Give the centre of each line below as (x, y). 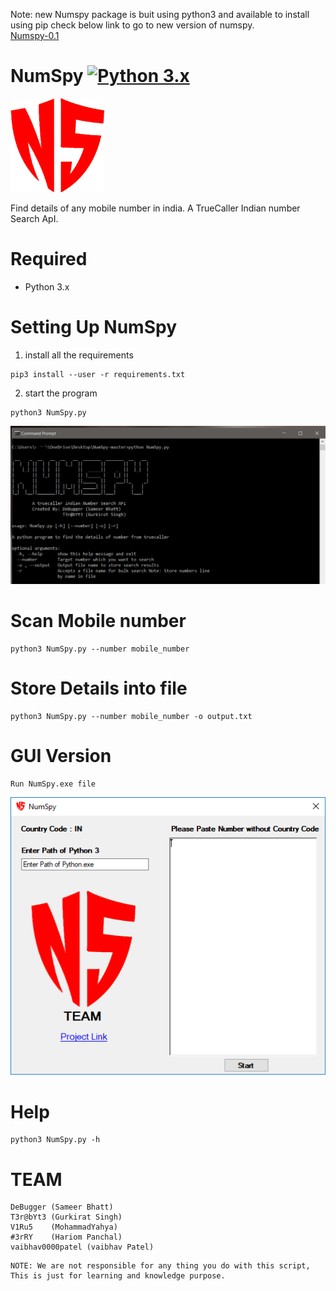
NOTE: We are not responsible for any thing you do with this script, (160, 1266)
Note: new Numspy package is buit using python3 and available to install (160, 14)
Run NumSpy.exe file (53, 784)
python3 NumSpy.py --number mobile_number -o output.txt (131, 717)
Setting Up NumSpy (93, 327)
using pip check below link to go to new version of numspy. (132, 25)
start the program (61, 393)
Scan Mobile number (98, 621)
